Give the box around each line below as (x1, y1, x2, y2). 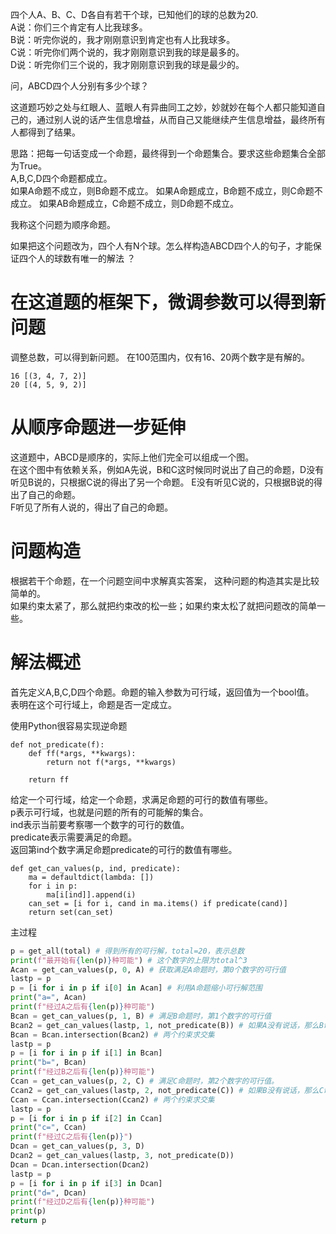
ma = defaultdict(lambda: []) (28, 872, 155, 882)
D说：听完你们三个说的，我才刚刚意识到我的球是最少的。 (10, 59, 245, 70)
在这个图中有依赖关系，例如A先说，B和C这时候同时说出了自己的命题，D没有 (10, 463, 325, 475)
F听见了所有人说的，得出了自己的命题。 (10, 501, 174, 513)
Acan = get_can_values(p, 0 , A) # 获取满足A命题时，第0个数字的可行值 (10, 964, 287, 975)
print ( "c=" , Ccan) (10, 1123, 87, 1133)
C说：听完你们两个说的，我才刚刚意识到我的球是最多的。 (10, 46, 245, 58)
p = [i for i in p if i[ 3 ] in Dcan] (10, 1178, 163, 1188)
